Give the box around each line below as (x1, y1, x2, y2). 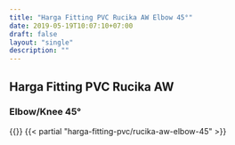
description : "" (9, 46, 69, 55)
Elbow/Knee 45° (9, 106, 82, 118)
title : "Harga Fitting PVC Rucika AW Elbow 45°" (9, 12, 193, 22)
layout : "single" (9, 37, 74, 47)
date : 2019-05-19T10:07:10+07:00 (9, 21, 134, 30)
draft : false (9, 29, 58, 38)
